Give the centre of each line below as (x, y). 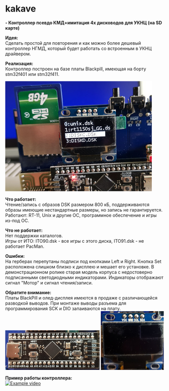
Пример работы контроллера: (39, 378)
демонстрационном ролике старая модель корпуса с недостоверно (79, 272)
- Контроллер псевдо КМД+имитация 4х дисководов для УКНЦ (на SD (84, 23)
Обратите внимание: (28, 292)
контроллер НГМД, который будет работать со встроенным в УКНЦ (78, 48)
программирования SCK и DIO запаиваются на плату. (63, 308)
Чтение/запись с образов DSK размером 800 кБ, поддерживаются (77, 205)
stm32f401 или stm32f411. (32, 74)
